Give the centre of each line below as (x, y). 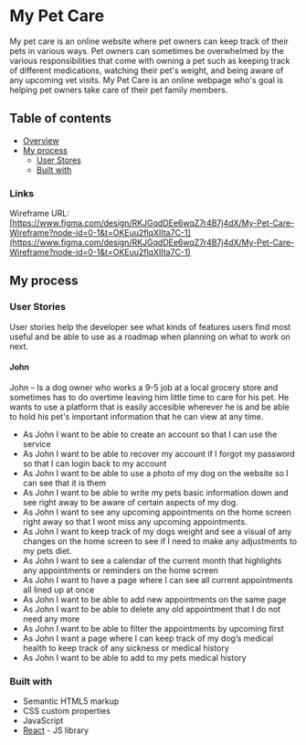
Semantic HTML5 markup (71, 701)
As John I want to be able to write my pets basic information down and (156, 492)
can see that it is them (64, 483)
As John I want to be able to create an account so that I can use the (150, 434)
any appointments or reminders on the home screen (121, 570)
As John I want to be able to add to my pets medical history (134, 657)
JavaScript (43, 721)
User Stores (59, 160)
